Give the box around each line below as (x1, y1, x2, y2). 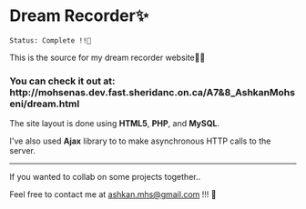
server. (9, 145, 36, 156)
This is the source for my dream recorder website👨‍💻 (9, 52, 206, 63)
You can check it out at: (9, 75, 116, 87)
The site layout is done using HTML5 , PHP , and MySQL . (9, 118, 220, 129)
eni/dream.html (9, 97, 80, 110)
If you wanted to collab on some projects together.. (9, 172, 201, 183)
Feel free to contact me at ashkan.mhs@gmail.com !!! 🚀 (9, 189, 217, 200)
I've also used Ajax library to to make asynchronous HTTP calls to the (9, 135, 271, 146)
